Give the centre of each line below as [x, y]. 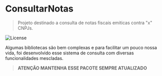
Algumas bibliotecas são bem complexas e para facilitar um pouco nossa [81, 47]
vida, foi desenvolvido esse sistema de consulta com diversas [70, 53]
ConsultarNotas [39, 9]
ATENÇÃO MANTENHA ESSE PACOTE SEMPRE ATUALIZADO [82, 68]
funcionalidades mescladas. [34, 58]
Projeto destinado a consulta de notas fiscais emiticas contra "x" [85, 23]
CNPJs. [25, 28]
